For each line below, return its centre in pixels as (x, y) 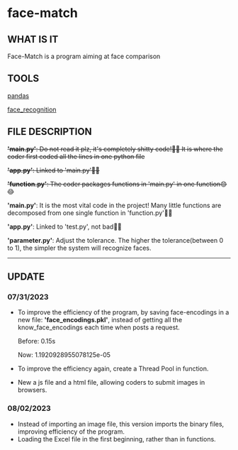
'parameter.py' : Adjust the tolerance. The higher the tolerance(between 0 (115, 240)
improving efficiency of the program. (71, 432)
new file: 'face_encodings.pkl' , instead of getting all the (100, 320)
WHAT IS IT (33, 39)
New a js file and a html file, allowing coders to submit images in (111, 383)
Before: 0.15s (36, 341)
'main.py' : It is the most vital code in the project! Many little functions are (114, 205)
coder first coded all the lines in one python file (76, 156)
